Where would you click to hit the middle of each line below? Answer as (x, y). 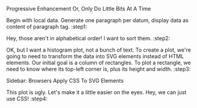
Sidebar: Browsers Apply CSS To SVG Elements (65, 81)
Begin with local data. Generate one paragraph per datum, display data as (98, 20)
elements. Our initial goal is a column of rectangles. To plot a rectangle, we (98, 63)
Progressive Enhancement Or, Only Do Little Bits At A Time (79, 9)
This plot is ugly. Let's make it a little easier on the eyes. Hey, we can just (96, 92)
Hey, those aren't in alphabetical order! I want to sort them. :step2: (88, 38)
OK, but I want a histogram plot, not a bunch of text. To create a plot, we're (98, 50)
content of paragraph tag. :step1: (47, 27)
